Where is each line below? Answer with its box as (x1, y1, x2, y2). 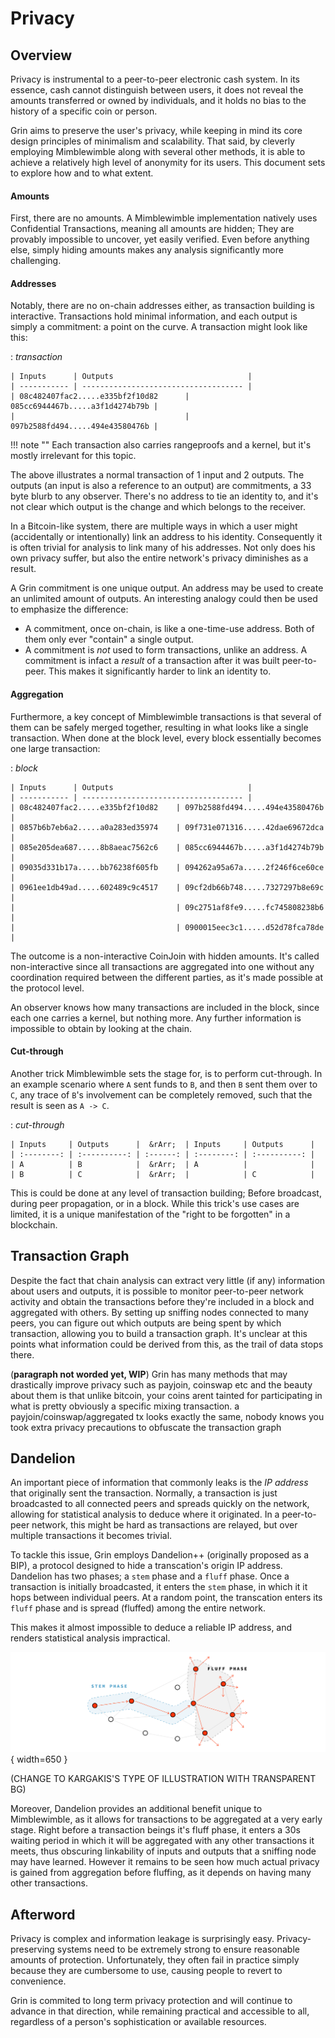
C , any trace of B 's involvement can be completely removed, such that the (10, 1088, 313, 1101)
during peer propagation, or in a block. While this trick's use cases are (10, 1197, 300, 1209)
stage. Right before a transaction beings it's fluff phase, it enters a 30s (10, 1824, 301, 1836)
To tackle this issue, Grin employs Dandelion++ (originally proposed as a (10, 1549, 310, 1561)
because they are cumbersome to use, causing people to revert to (10, 1965, 283, 1977)
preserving (10, 1943, 55, 1956)
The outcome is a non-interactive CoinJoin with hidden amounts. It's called (10, 950, 320, 962)
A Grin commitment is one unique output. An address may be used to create (10, 582, 324, 594)
